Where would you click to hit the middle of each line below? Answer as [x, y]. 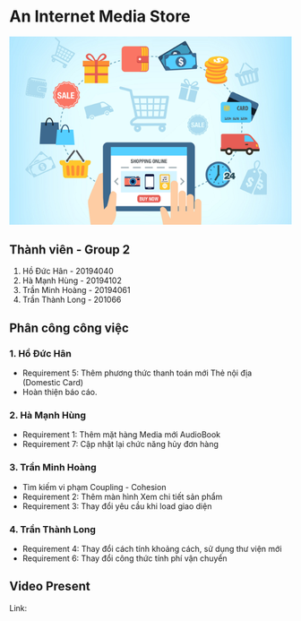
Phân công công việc [69, 328]
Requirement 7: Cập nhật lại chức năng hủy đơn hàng [120, 444]
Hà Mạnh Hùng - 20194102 [72, 280]
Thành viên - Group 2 [70, 250]
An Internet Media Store [100, 17]
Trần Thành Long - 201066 [72, 300]
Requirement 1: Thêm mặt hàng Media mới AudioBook [121, 435]
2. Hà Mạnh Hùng [48, 416]
